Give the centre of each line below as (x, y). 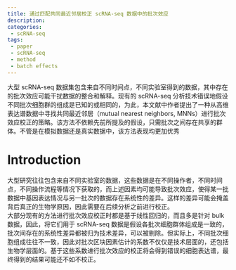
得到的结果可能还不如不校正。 (56, 259)
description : (26, 20)
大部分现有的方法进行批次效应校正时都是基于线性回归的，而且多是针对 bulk (116, 215)
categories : (25, 27)
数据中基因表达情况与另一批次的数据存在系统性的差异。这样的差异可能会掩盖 (118, 198)
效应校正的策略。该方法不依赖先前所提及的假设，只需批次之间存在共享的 (112, 122)
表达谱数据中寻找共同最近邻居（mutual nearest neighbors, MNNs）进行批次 (117, 113)
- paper (21, 46)
